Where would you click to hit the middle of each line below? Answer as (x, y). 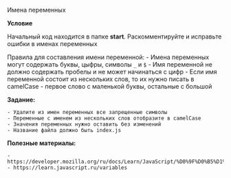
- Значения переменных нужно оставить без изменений (84, 124)
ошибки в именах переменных (52, 44)
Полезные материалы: (42, 143)
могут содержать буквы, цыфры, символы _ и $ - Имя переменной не (110, 64)
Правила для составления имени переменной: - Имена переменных (108, 57)
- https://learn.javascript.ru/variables (67, 168)
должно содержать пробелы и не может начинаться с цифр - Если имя (112, 72)
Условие (20, 23)
